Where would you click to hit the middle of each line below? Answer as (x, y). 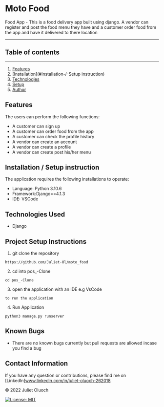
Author (19, 89)
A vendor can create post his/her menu (51, 152)
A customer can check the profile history (53, 136)
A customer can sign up (36, 126)
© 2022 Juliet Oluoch (27, 390)
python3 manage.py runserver (35, 316)
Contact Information (37, 364)
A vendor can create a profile (41, 147)
